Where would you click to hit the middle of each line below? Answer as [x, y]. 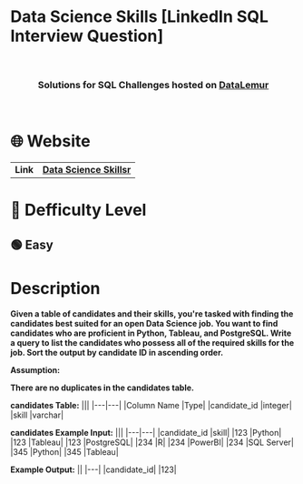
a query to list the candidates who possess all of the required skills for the [152, 342]
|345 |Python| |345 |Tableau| [64, 451]
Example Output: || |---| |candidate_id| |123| [94, 469]
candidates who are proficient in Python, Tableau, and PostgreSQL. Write [151, 333]
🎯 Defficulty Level [78, 210]
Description [55, 288]
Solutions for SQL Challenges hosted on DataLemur [153, 85]
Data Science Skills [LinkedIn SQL [139, 17]
